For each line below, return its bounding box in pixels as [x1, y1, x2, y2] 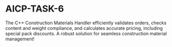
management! [5, 36, 35, 42]
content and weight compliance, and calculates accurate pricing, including [5, 25, 163, 31]
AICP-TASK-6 [5, 3, 64, 15]
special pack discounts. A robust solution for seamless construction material [5, 30, 167, 36]
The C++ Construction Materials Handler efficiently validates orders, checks [5, 20, 167, 26]
